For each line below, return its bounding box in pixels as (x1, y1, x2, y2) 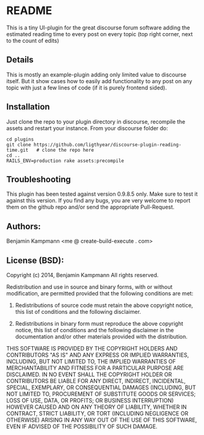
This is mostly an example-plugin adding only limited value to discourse (6, 71, 187, 78)
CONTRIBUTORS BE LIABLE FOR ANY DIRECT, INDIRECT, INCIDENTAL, (6, 377, 186, 384)
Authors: (6, 221, 41, 231)
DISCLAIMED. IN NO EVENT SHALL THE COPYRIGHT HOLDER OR (6, 371, 172, 378)
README (6, 4, 53, 18)
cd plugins (6, 136, 34, 143)
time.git (6, 147, 29, 153)
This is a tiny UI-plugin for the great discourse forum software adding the (6, 24, 191, 31)
